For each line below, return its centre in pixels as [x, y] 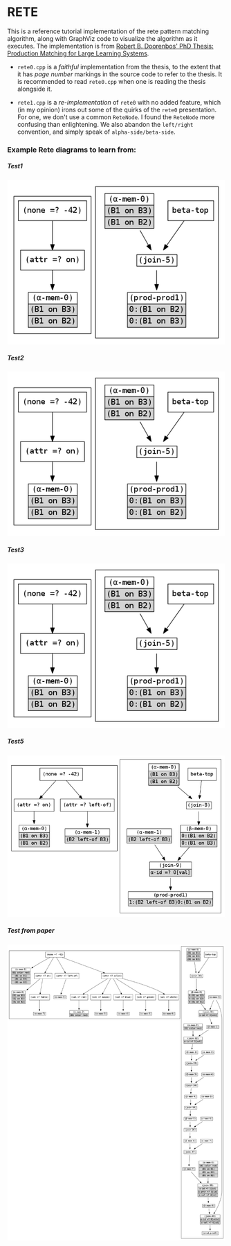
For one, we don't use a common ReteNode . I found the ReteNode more [116, 117]
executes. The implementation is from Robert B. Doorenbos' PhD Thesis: [110, 46]
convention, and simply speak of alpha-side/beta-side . [96, 132]
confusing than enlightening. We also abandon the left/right [105, 124]
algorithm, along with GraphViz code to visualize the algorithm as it [102, 38]
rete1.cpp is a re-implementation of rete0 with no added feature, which [119, 102]
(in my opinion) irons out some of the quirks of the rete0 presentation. [117, 109]
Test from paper [31, 931]
